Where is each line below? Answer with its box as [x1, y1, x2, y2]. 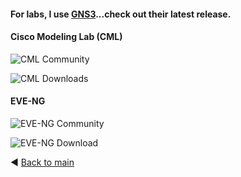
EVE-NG [10, 95, 46, 107]
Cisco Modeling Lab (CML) [10, 31, 123, 43]
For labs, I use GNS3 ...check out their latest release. [10, 8, 232, 20]
